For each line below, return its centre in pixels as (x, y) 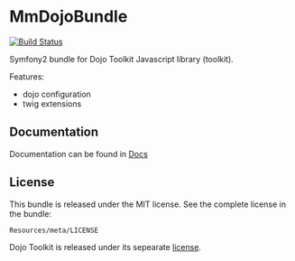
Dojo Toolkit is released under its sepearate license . (105, 247)
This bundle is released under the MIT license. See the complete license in (148, 204)
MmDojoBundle (69, 17)
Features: (27, 76)
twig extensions (52, 103)
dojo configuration (57, 94)
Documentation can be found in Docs (79, 154)
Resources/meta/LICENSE (54, 230)
